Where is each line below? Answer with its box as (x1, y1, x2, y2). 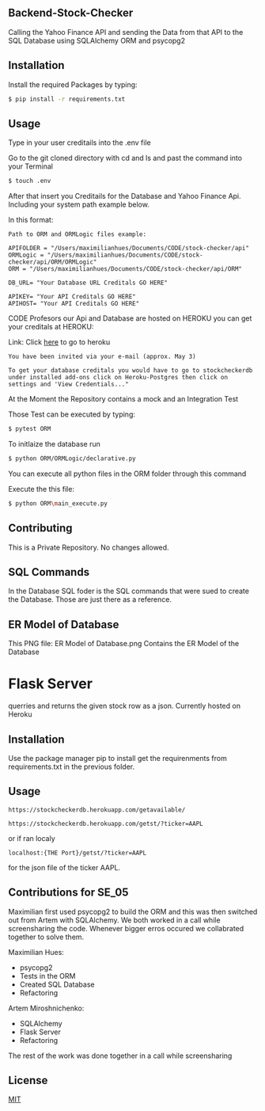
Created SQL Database (19, 980, 95, 989)
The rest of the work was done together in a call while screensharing (8, 1051, 233, 1060)
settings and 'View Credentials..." (8, 380, 129, 389)
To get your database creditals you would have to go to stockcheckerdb (8, 367, 253, 375)
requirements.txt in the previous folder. (8, 762, 135, 771)
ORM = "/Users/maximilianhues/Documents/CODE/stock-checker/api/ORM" (8, 265, 243, 273)
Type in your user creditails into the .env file (8, 138, 152, 147)
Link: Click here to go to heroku (8, 337, 111, 347)
